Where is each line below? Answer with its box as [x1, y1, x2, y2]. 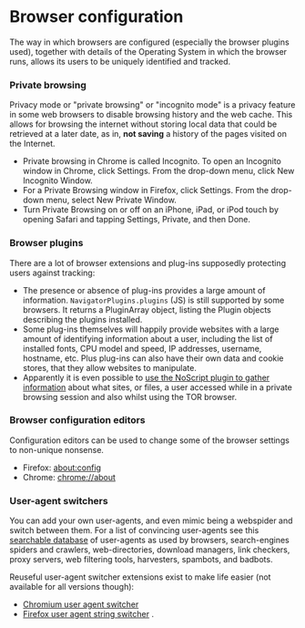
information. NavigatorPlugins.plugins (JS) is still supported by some [22, 294, 285, 305]
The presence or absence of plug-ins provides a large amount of [22, 284, 266, 295]
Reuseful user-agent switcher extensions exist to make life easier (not [9, 571, 271, 582]
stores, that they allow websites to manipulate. [22, 362, 198, 373]
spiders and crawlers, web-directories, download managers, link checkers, [9, 544, 290, 555]
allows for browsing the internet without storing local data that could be [9, 118, 278, 129]
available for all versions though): [9, 582, 135, 592]
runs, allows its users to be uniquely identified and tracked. [9, 56, 231, 67]
